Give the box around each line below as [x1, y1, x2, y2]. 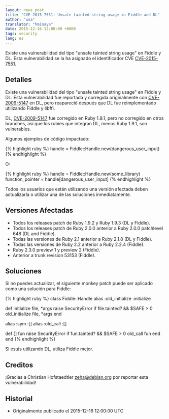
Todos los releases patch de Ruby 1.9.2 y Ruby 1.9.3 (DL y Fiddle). [12, 219, 151, 226]
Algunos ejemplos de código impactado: [5, 135, 90, 142]
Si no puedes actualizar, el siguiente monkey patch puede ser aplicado [5, 281, 153, 287]
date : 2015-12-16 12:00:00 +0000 [5, 26, 76, 32]
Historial [5, 394, 33, 403]
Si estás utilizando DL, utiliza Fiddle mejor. [5, 346, 93, 352]
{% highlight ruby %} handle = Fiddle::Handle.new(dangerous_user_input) [5, 146, 160, 152]
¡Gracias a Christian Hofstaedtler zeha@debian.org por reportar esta [5, 374, 149, 380]
